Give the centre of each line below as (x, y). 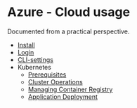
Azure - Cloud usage (69, 12)
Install (26, 45)
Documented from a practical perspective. (68, 31)
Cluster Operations (55, 82)
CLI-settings (35, 59)
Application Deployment (63, 97)
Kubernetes (34, 67)
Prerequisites (47, 75)
